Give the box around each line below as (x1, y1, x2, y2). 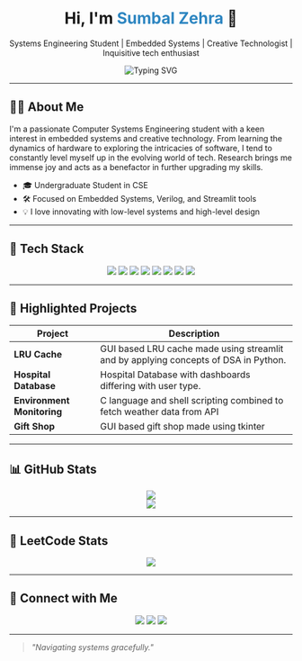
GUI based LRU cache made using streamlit (100, 342, 284, 355)
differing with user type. (100, 380, 201, 393)
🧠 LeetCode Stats (9, 533, 109, 548)
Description (168, 328, 220, 340)
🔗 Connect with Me (9, 591, 119, 606)
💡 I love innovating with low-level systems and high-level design (22, 206, 261, 217)
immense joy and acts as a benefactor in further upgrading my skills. (9, 161, 263, 172)
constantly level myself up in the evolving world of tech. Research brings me (9, 152, 292, 163)
